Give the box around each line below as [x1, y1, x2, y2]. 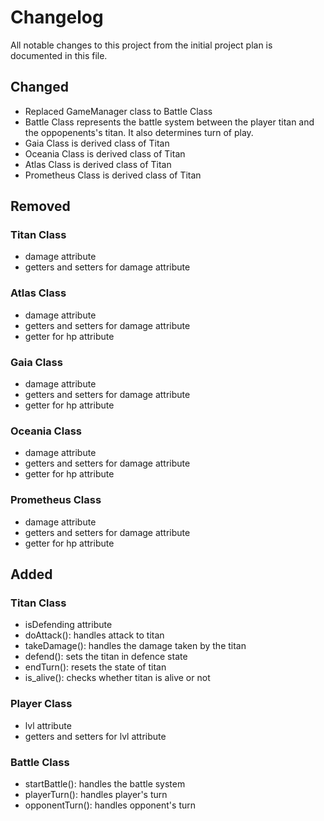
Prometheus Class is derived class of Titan [24, 169, 202, 181]
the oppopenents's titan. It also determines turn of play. [24, 126, 254, 138]
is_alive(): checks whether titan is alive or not [24, 672, 211, 684]
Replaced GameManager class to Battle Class [24, 105, 213, 117]
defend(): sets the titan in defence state [24, 651, 188, 663]
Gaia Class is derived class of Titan [24, 137, 170, 149]
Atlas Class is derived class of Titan [24, 158, 172, 170]
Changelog [10, 6, 104, 29]
